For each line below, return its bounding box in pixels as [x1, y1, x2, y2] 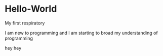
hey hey [5, 45, 22, 51]
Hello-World [5, 3, 57, 15]
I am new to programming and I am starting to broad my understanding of [5, 30, 158, 36]
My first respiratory [5, 20, 45, 26]
